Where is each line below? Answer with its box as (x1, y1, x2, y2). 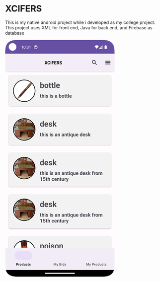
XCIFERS (5, 3, 42, 14)
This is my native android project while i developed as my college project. (5, 19, 156, 25)
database (5, 30, 25, 36)
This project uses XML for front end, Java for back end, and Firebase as (5, 24, 153, 30)
